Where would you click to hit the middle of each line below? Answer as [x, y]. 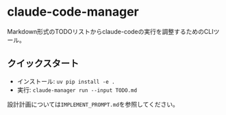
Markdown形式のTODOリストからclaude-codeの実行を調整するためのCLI [110, 31]
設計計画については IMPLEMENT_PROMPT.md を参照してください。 [93, 104]
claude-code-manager [73, 12]
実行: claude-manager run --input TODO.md [77, 90]
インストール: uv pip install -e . [66, 81]
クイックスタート [43, 64]
